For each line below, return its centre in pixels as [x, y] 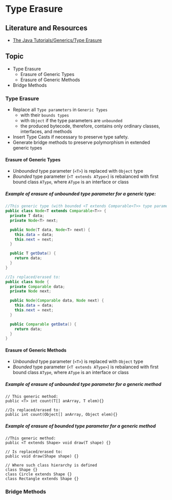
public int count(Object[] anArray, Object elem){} [61, 415]
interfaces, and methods [46, 132]
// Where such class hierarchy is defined [51, 466]
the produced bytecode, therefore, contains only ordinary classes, [90, 126]
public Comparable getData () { [43, 324]
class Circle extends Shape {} [39, 474]
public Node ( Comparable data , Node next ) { [57, 301]
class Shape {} [21, 470]
